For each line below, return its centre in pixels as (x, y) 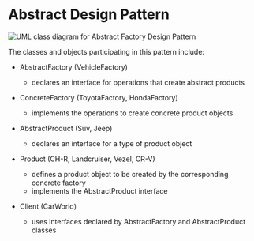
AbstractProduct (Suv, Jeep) (66, 128)
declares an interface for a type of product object (112, 143)
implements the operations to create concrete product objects (132, 113)
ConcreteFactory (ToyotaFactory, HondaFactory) (99, 97)
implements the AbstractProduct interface (99, 190)
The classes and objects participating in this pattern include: (106, 51)
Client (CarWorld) (48, 206)
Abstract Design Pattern (89, 15)
